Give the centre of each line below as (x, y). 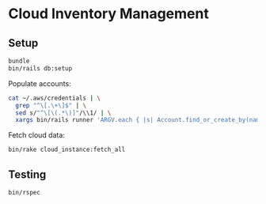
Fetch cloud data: (37, 135)
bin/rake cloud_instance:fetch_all (67, 150)
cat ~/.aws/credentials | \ (55, 98)
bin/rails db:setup (40, 68)
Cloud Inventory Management (109, 14)
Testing (27, 174)
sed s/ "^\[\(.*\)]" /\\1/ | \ (63, 113)
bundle (19, 61)
